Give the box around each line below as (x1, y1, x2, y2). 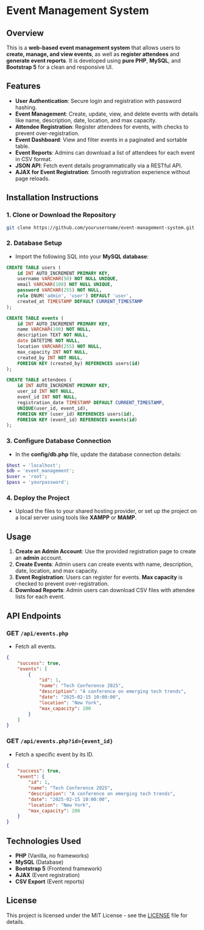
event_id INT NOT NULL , (17, 394, 78, 400)
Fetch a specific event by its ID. (15, 750, 94, 758)
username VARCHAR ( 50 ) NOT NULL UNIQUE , (17, 276, 119, 282)
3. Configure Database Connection (6, 436, 111, 445)
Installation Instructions (6, 192, 99, 203)
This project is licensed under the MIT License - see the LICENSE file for (6, 911, 188, 919)
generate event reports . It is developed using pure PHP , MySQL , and (6, 57, 181, 64)
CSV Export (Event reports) (15, 878, 85, 885)
